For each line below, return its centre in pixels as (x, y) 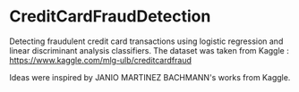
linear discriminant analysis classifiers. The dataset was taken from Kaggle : (149, 50)
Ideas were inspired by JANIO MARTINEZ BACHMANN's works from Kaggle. (150, 77)
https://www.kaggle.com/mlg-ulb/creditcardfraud (101, 60)
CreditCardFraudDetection (110, 17)
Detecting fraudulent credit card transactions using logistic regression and (146, 41)
